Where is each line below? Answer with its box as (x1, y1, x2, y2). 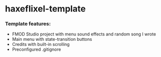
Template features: (5, 21, 51, 27)
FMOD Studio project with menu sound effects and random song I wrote (12, 31, 156, 37)
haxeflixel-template (5, 3, 86, 14)
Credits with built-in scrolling (12, 42, 70, 47)
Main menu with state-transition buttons (12, 36, 92, 42)
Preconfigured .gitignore (12, 46, 62, 52)
